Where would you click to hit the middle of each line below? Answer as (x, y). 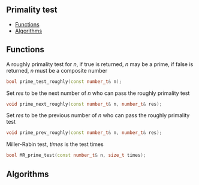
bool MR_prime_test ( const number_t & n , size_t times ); (76, 156)
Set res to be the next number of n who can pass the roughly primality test (98, 93)
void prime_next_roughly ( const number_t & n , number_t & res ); (84, 104)
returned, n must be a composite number (57, 70)
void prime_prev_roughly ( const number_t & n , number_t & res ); (84, 133)
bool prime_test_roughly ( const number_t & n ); (64, 81)
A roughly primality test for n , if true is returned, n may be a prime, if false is (100, 64)
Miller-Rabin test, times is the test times (55, 144)
